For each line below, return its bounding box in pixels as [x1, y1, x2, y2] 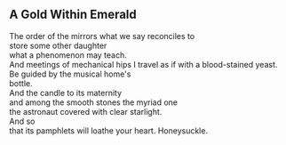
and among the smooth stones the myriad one [9, 97, 179, 108]
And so [9, 116, 36, 126]
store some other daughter [9, 40, 107, 51]
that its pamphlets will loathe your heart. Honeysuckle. [9, 125, 209, 136]
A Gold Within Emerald [9, 7, 138, 22]
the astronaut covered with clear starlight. [9, 106, 163, 117]
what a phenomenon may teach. [9, 49, 127, 60]
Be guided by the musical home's [9, 68, 131, 79]
